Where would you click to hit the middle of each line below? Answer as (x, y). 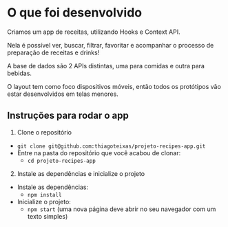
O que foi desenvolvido (75, 13)
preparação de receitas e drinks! (53, 52)
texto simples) (48, 216)
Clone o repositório (44, 132)
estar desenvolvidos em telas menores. (63, 94)
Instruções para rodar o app (68, 116)
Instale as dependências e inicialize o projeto (81, 173)
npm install (44, 195)
